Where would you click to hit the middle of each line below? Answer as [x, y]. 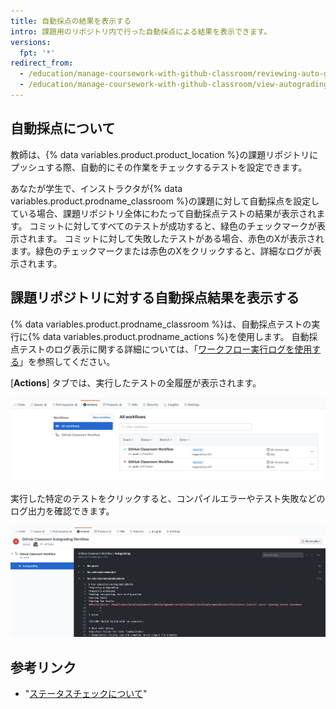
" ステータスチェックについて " [86, 694]
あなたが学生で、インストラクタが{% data [96, 188]
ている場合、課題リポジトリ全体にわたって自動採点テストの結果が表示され [163, 213]
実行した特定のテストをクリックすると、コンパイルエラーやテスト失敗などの [168, 499]
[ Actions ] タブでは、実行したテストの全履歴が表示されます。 [136, 382]
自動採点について [63, 128]
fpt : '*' [37, 53]
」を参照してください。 [67, 361]
